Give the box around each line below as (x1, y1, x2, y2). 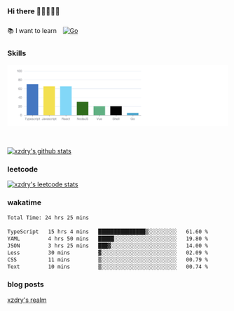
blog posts (7, 279, 44, 289)
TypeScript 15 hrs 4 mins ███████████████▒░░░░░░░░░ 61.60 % (7, 228, 209, 235)
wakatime (7, 198, 42, 207)
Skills (7, 48, 27, 58)
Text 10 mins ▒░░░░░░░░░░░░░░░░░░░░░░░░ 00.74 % (7, 263, 209, 270)
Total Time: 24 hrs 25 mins (7, 214, 90, 221)
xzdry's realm (7, 296, 47, 304)
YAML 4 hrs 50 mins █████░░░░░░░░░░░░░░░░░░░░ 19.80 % (7, 235, 209, 242)
